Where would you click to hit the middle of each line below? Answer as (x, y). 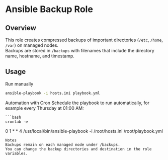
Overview (21, 28)
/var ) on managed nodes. (32, 45)
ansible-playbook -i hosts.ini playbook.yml (53, 93)
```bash (13, 117)
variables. (17, 153)
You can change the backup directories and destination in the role (78, 149)
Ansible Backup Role (49, 9)
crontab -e (17, 122)
